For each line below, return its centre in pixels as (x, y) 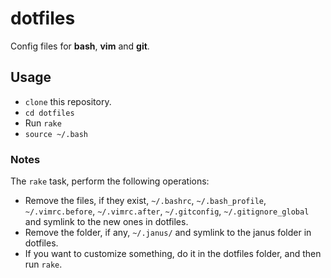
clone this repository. (68, 101)
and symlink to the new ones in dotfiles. (106, 222)
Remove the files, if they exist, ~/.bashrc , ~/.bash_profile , (145, 201)
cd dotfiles (49, 113)
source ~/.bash (56, 134)
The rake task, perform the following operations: (110, 181)
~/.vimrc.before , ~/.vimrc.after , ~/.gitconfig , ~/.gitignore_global (167, 211)
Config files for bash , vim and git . (80, 46)
